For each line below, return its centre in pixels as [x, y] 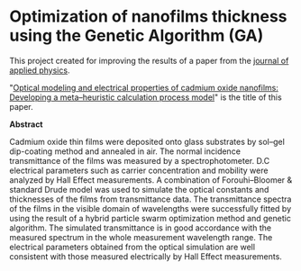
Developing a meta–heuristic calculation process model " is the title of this [146, 97]
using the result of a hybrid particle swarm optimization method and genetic [150, 218]
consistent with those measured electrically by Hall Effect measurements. [146, 256]
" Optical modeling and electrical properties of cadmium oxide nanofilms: [144, 87]
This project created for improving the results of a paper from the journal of [149, 60]
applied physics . [40, 70]
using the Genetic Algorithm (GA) [137, 36]
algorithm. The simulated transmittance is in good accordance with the [141, 228]
